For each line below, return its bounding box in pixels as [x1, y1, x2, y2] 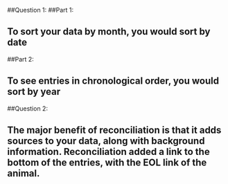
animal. [7, 167, 40, 179]
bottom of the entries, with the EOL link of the [7, 157, 207, 169]
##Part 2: [7, 55, 35, 63]
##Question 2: [7, 104, 49, 113]
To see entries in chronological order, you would [7, 75, 220, 87]
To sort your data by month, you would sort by [7, 26, 211, 37]
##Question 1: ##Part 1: [7, 6, 74, 14]
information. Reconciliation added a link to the [7, 146, 210, 158]
